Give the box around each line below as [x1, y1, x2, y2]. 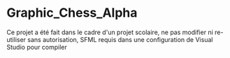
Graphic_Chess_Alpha [6, 5, 138, 21]
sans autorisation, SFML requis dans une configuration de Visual [27, 35, 213, 43]
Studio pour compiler [6, 43, 68, 51]
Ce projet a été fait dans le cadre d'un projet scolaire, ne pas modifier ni [6, 28, 214, 36]
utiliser [6, 35, 26, 43]
